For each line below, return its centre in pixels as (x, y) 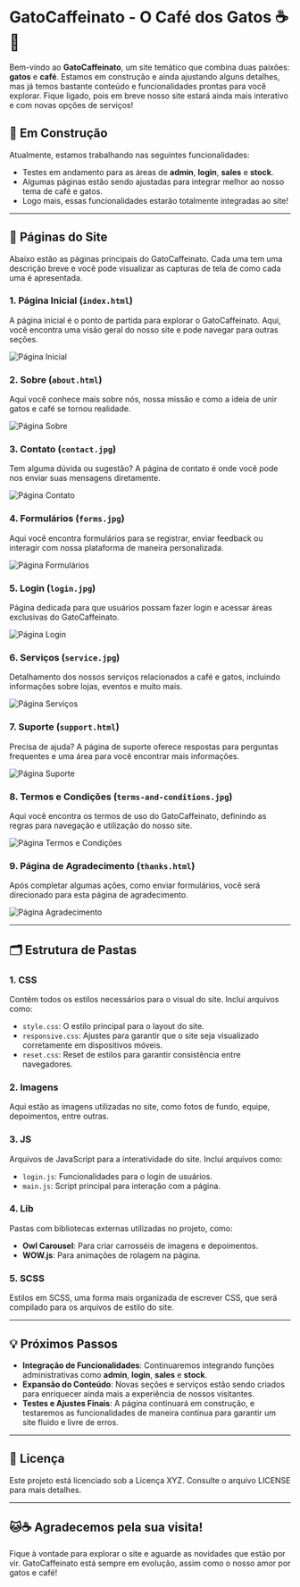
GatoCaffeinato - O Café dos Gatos (141, 17)
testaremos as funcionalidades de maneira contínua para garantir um (149, 1413)
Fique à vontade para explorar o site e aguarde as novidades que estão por (147, 1553)
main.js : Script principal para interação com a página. (121, 1186)
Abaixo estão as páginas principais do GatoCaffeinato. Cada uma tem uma (146, 258)
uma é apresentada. (46, 277)
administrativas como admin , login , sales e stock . (115, 1374)
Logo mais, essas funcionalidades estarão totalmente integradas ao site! (155, 200)
